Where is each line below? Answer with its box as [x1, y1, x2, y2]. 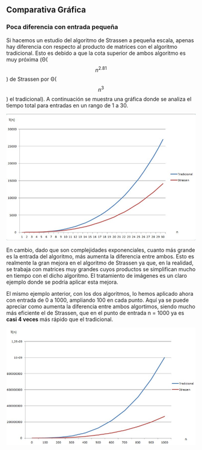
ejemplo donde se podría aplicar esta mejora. [6, 278, 118, 286]
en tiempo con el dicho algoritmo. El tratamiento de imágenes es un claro [6, 272, 188, 280]
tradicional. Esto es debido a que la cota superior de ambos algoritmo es [6, 49, 186, 57]
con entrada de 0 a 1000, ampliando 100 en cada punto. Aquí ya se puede [6, 296, 189, 304]
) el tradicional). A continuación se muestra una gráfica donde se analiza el [6, 96, 192, 102]
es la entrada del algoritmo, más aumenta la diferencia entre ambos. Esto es [6, 253, 194, 260]
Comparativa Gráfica [6, 5, 86, 15]
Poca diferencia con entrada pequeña [6, 23, 118, 31]
